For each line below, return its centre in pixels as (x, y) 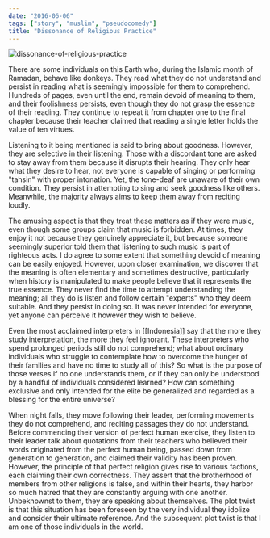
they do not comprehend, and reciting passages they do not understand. (129, 424)
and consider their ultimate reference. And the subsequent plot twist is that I (135, 519)
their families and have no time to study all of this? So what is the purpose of (135, 365)
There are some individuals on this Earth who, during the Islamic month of (131, 69)
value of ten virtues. (42, 129)
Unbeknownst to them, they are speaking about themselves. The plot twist (132, 501)
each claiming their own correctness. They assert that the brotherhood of (130, 475)
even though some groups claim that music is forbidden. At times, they (126, 229)
